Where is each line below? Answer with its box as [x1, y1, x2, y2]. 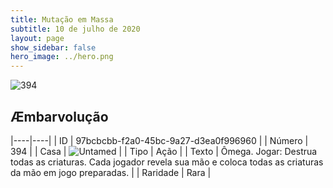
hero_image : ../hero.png [10, 52, 114, 62]
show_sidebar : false [10, 42, 97, 53]
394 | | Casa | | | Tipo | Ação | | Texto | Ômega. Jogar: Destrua [10, 145, 318, 157]
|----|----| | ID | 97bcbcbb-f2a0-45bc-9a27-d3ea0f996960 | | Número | [10, 134, 309, 146]
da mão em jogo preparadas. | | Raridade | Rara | [10, 166, 212, 178]
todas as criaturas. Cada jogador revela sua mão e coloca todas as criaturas [10, 156, 324, 168]
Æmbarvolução [10, 108, 109, 125]
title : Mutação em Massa [10, 14, 114, 25]
